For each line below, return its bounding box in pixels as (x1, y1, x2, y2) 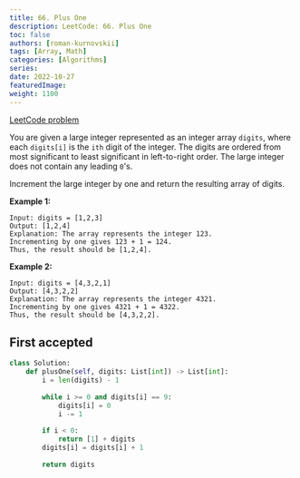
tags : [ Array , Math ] (9, 47, 88, 56)
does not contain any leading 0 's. (9, 161, 133, 171)
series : (9, 64, 39, 73)
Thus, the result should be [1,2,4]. (9, 245, 152, 254)
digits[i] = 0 (57, 401, 111, 410)
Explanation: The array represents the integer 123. (9, 229, 213, 239)
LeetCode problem (9, 114, 80, 125)
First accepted (9, 335, 93, 350)
